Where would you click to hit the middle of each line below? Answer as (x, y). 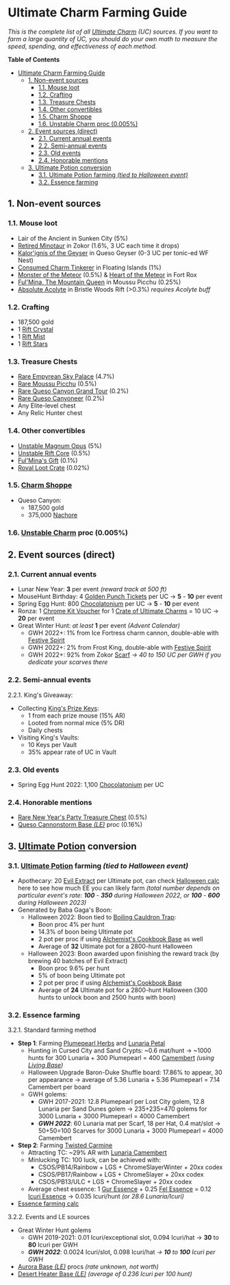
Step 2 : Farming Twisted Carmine (65, 1145)
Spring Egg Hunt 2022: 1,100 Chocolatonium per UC (91, 785)
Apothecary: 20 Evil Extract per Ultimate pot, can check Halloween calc (118, 881)
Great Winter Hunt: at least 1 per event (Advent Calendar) (99, 626)
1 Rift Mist (31, 336)
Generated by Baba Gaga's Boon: (65, 910)
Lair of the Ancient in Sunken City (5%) (73, 238)
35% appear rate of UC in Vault (72, 752)
